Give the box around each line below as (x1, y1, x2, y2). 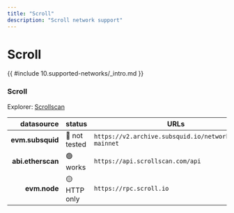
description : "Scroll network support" (7, 17, 123, 24)
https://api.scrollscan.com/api (93, 157, 201, 165)
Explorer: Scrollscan (7, 102, 65, 111)
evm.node (25, 184, 59, 194)
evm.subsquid (10, 135, 59, 144)
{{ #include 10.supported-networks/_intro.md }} (7, 69, 144, 78)
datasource (19, 119, 59, 128)
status (65, 119, 88, 128)
